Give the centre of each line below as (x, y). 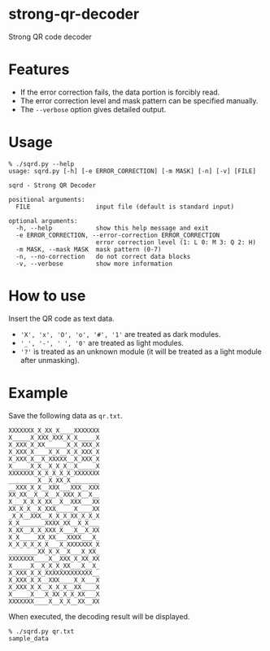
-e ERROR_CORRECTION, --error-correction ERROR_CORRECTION (118, 235)
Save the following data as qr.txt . (66, 415)
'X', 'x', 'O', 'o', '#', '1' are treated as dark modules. (120, 334)
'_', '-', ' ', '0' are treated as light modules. (102, 343)
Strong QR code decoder (50, 37)
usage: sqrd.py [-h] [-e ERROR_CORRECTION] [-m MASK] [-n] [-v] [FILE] (132, 171)
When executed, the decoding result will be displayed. (99, 616)
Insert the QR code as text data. (62, 318)
